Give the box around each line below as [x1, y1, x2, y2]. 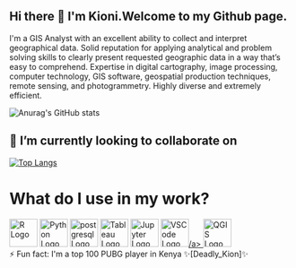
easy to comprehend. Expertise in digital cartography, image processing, [9, 61, 278, 72]
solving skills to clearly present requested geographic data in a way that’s [9, 51, 281, 63]
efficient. [9, 90, 42, 100]
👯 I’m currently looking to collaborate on [9, 134, 238, 149]
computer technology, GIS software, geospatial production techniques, [9, 71, 272, 82]
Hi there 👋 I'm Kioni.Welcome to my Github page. [9, 9, 288, 24]
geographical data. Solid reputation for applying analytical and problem [9, 42, 272, 53]
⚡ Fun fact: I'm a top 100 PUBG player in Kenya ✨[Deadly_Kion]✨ [9, 248, 248, 259]
